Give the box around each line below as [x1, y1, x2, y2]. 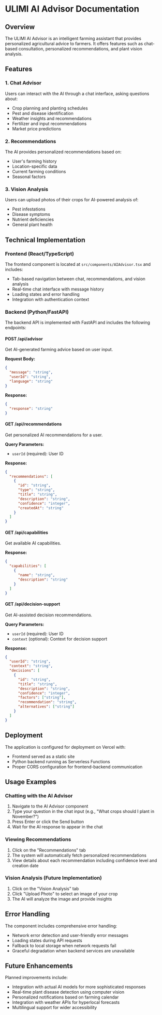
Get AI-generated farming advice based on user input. [5, 347, 113, 353]
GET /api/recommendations [5, 421, 62, 427]
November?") [12, 814, 39, 820]
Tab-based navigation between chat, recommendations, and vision [12, 275, 146, 282]
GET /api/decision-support [5, 601, 60, 607]
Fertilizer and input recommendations [12, 120, 87, 127]
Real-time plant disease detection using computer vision [12, 989, 125, 995]
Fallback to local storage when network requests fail [12, 942, 117, 949]
